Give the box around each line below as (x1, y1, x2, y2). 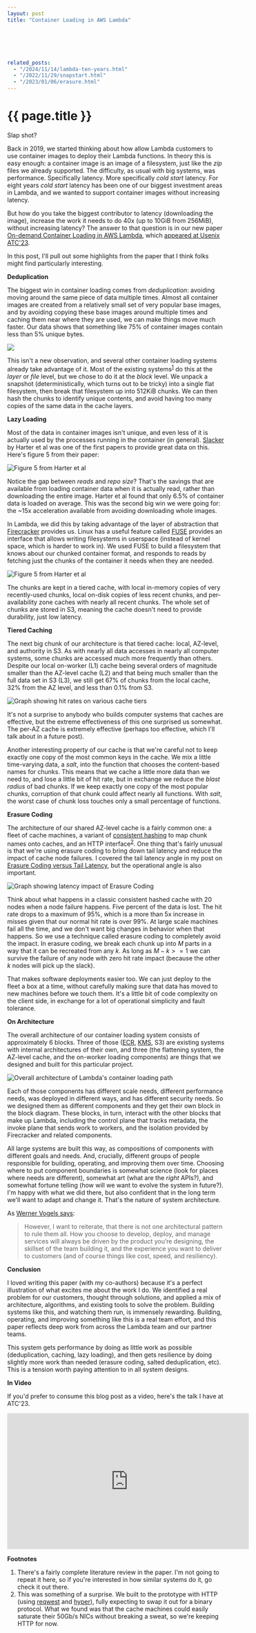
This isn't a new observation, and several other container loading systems (7, 356, 217, 365)
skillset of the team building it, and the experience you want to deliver (23, 1244, 222, 1253)
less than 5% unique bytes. (7, 329, 85, 338)
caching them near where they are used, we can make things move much (7, 315, 216, 323)
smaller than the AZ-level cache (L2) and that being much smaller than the (7, 668, 219, 677)
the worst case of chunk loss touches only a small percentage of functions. (7, 797, 221, 805)
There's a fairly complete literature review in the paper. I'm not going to (17, 1568, 219, 1576)
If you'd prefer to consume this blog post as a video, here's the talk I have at (7, 1392, 224, 1400)
